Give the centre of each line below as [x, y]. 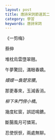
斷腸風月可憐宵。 [22, 122]
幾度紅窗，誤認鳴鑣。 [27, 112]
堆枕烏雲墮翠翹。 [22, 59]
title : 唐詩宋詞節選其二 [27, 14]
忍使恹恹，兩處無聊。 [27, 133]
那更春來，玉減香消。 [27, 91]
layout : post [18, 10]
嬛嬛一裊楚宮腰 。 [22, 80]
